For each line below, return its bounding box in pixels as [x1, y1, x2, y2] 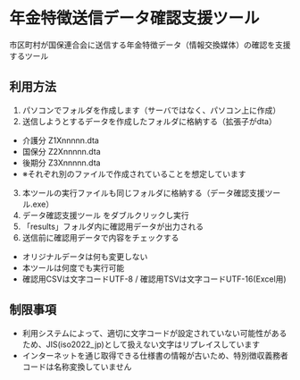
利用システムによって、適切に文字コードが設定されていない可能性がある [21, 327, 287, 338]
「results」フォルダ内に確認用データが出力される [21, 221, 204, 232]
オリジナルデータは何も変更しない [21, 251, 148, 262]
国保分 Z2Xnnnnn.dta [21, 146, 101, 156]
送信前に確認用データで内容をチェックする [21, 232, 179, 242]
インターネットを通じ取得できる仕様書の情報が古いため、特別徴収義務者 [21, 350, 288, 360]
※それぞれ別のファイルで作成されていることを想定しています [21, 168, 246, 179]
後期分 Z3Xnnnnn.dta [21, 157, 101, 168]
